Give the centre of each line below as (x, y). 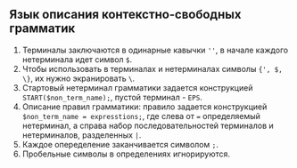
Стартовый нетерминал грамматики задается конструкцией (137, 87)
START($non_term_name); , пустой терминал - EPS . (112, 97)
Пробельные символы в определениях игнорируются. (126, 154)
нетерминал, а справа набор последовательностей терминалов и (148, 125)
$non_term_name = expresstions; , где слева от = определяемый (141, 116)
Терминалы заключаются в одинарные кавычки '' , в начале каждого (155, 50)
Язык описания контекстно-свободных (125, 15)
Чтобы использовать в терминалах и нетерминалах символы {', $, (152, 68)
